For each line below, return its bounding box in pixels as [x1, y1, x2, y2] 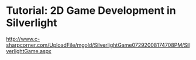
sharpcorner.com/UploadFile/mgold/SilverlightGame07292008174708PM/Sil [6, 42, 190, 48]
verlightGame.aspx [6, 47, 51, 54]
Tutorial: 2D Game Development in [6, 4, 177, 17]
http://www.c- [6, 35, 40, 42]
